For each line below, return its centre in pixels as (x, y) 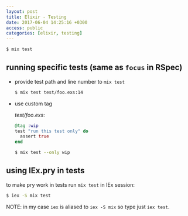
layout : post (22, 11)
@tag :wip (27, 126)
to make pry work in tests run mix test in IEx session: (71, 184)
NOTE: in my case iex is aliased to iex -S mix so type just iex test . (88, 207)
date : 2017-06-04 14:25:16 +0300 (47, 22)
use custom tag (33, 104)
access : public (25, 28)
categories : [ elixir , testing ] (44, 33)
